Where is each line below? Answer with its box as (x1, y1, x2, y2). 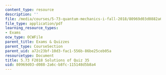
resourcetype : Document (5, 53, 54, 58)
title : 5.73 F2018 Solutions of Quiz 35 (5, 58, 90, 63)
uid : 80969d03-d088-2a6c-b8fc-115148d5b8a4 (5, 62, 96, 67)
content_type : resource (5, 7, 54, 12)
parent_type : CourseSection (5, 44, 63, 49)
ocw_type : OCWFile (5, 35, 43, 40)
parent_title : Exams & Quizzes (5, 39, 70, 44)
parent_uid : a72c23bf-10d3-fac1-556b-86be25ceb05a (5, 48, 112, 53)
